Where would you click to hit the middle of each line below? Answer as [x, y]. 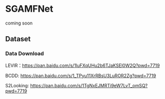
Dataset [18, 39]
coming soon [19, 23]
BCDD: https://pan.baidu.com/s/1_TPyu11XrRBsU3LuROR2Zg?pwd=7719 [81, 76]
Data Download [25, 54]
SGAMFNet [29, 9]
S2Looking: [17, 85]
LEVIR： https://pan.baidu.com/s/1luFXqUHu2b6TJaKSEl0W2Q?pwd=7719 [82, 65]
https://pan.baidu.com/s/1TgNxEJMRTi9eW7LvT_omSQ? [89, 85]
